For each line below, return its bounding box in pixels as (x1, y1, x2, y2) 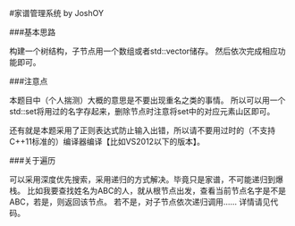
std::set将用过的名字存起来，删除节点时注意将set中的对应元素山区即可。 (9, 106, 275, 116)
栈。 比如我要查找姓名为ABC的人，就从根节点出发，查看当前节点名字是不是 (9, 186, 286, 196)
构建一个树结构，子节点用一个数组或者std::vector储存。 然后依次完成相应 (9, 46, 279, 56)
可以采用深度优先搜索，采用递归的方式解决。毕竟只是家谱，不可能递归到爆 (9, 174, 283, 185)
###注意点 (9, 76, 48, 87)
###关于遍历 (9, 155, 56, 165)
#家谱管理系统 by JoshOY (9, 8, 105, 18)
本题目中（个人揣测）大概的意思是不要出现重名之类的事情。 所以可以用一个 (9, 95, 286, 105)
